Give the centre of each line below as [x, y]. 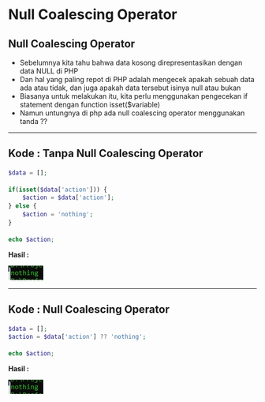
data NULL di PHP [49, 71]
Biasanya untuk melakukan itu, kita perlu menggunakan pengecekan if [134, 96]
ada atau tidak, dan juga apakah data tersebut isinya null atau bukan [130, 88]
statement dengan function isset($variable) [90, 105]
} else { [22, 206]
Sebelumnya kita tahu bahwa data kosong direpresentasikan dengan [131, 62]
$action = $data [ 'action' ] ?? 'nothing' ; [77, 337]
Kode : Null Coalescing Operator [89, 310]
